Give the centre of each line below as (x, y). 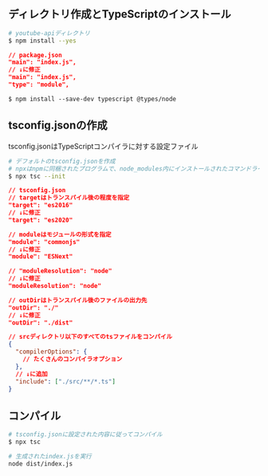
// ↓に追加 (32, 374)
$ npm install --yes (43, 41)
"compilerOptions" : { (51, 352)
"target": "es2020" (41, 220)
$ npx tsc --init (37, 176)
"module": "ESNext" (41, 257)
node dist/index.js (41, 464)
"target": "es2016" (41, 206)
